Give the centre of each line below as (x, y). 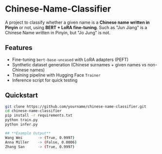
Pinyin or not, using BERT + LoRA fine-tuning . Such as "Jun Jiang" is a (76, 27)
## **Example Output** (28, 133)
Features (19, 48)
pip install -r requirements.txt (39, 115)
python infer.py (21, 124)
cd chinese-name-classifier (33, 111)
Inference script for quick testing (45, 80)
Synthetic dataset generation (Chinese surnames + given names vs (79, 64)
